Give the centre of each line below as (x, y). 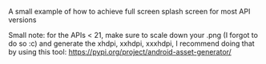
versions (22, 20)
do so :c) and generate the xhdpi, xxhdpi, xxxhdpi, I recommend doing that (131, 43)
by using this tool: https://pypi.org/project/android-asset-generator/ (120, 52)
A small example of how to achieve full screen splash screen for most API (129, 11)
